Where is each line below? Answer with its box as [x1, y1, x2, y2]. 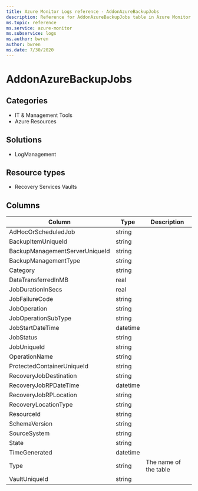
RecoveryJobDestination [9, 372, 77, 380]
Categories [6, 96, 48, 106]
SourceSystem [9, 429, 50, 437]
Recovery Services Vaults [14, 184, 77, 191]
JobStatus [9, 333, 38, 342]
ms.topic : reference [6, 19, 57, 25]
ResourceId [9, 410, 41, 418]
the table [146, 466, 170, 474]
